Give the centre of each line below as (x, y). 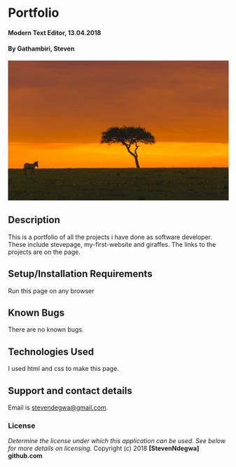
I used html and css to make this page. (64, 369)
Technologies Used (51, 352)
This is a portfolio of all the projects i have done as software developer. (110, 237)
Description (34, 220)
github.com (25, 456)
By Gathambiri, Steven (41, 49)
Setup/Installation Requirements (80, 274)
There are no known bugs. (46, 330)
